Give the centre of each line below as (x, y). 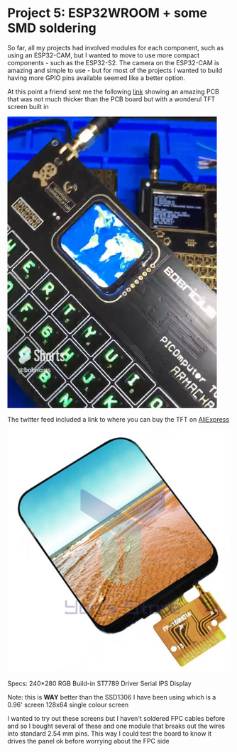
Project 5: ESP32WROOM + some (108, 13)
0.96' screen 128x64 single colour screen (68, 705)
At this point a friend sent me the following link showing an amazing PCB (114, 91)
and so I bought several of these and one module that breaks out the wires (116, 726)
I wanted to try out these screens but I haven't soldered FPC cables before (116, 718)
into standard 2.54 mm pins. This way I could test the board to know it (109, 733)
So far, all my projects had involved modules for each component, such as (116, 47)
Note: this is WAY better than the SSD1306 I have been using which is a (112, 697)
